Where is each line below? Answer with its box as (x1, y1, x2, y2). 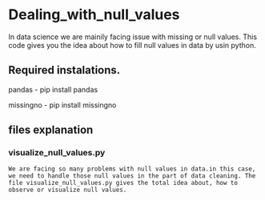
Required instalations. (8, 64, 121, 77)
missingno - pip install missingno (8, 100, 117, 109)
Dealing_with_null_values (8, 6, 180, 24)
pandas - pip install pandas (8, 84, 98, 94)
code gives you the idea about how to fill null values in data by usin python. (8, 40, 256, 49)
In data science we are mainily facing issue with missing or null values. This (8, 32, 258, 41)
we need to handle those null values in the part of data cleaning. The (8, 172, 256, 180)
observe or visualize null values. (8, 186, 127, 194)
